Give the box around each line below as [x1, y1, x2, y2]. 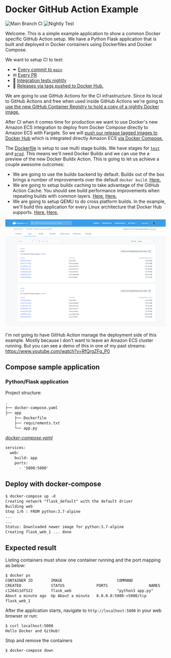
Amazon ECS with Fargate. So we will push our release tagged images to [5, 129, 158, 136]
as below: [5, 562, 25, 568]
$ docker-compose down [5, 648, 53, 653]
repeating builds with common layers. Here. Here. [12, 193, 117, 199]
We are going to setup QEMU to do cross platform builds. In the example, [12, 198, 166, 204]
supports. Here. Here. [12, 209, 59, 215]
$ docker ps [5, 573, 31, 578]
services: [5, 445, 26, 451]
